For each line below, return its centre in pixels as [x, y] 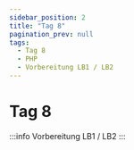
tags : [19, 42]
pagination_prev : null [51, 34]
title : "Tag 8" [38, 26]
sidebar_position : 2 [48, 17]
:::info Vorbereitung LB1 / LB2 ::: [68, 136]
